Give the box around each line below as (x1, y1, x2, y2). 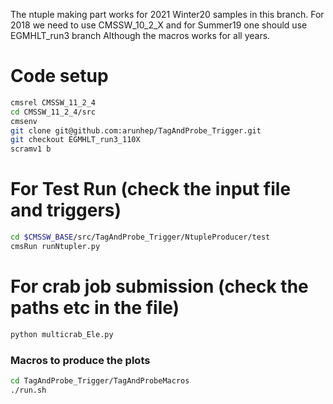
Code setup (10, 65, 109, 88)
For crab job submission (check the (10, 275, 309, 298)
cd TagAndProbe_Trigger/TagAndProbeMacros (10, 375, 190, 386)
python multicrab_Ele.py (10, 329, 114, 339)
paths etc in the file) (10, 297, 180, 319)
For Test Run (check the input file (10, 178, 292, 201)
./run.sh (10, 385, 47, 395)
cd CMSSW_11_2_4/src (10, 107, 97, 117)
